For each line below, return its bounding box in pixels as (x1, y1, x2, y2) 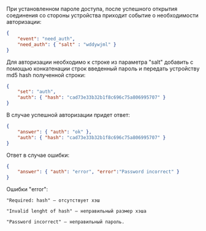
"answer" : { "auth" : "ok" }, (17, 129, 92, 135)
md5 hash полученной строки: (6, 71, 86, 78)
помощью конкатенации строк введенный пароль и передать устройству (6, 64, 200, 72)
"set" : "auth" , (17, 89, 56, 95)
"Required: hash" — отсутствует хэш (6, 197, 100, 204)
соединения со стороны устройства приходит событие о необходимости (6, 12, 199, 19)
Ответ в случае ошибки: (6, 151, 69, 159)
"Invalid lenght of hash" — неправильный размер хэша (6, 208, 147, 214)
